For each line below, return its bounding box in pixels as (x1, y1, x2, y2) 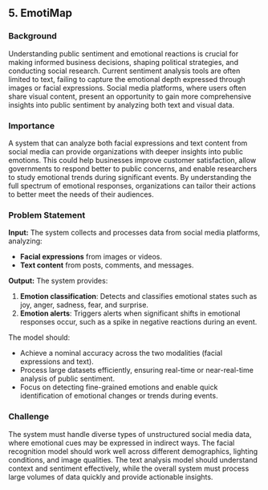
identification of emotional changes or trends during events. (19, 391, 218, 401)
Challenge (8, 411, 50, 423)
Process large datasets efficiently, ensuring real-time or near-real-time (19, 365, 254, 375)
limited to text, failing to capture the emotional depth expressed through (8, 74, 246, 84)
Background (8, 31, 58, 42)
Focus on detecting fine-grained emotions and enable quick (19, 382, 218, 392)
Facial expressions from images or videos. (19, 252, 163, 262)
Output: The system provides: (8, 276, 108, 286)
